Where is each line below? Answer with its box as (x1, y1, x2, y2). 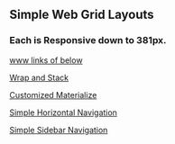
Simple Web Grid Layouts (9, 7, 155, 22)
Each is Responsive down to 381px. (9, 34, 167, 47)
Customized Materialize (9, 89, 97, 100)
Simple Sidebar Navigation (9, 124, 108, 135)
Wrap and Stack (9, 72, 69, 83)
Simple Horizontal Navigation (9, 107, 117, 118)
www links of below (9, 54, 83, 66)
